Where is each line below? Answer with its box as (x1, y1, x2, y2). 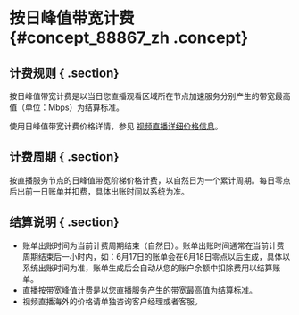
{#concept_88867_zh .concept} (9, 28, 249, 48)
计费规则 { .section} (9, 65, 120, 80)
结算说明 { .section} (9, 215, 120, 230)
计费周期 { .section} (9, 149, 120, 165)
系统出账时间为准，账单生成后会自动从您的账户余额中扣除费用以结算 (21, 262, 273, 273)
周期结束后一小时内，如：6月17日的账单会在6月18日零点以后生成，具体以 (21, 251, 291, 261)
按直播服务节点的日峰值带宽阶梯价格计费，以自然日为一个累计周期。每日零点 (9, 175, 291, 186)
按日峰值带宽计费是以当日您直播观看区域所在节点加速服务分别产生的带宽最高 (9, 91, 291, 101)
